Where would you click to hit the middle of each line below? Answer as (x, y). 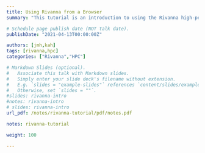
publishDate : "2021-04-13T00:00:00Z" (54, 34)
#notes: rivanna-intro (35, 102)
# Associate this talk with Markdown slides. (68, 73)
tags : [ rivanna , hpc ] (33, 51)
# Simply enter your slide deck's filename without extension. (91, 79)
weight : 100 (21, 135)
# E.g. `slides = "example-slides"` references (71, 85)
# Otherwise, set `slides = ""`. (52, 90)
